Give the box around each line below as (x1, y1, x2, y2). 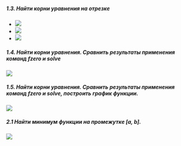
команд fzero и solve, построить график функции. (6, 90, 139, 97)
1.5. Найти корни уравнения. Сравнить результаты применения (6, 83, 175, 90)
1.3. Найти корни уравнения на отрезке (6, 5, 111, 12)
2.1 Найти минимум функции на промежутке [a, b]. (6, 118, 142, 125)
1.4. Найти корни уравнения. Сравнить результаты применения (6, 48, 175, 56)
